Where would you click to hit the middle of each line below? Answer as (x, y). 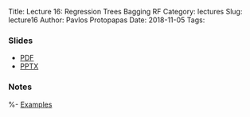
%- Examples (30, 104)
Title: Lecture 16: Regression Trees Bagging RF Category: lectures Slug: (125, 12)
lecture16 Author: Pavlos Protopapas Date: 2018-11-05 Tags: (107, 20)
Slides (21, 41)
